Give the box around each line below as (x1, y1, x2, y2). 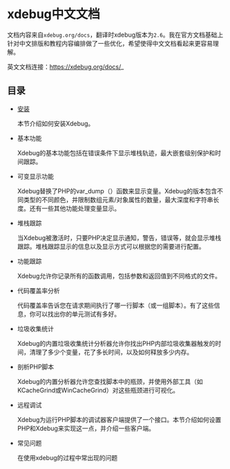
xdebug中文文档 (7, 6, 100, 22)
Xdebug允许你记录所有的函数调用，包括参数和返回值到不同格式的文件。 (17, 272, 222, 280)
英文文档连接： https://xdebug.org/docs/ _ (7, 62, 124, 71)
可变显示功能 (17, 172, 54, 180)
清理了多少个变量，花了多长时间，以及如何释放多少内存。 (29, 348, 193, 356)
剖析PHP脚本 (17, 362, 55, 371)
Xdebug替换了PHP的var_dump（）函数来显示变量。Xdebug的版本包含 (17, 186, 218, 195)
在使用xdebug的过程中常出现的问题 (17, 453, 118, 461)
